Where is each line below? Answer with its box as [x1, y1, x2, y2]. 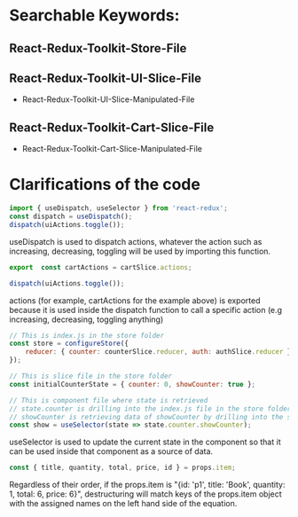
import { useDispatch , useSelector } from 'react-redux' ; [9, 204, 228, 213]
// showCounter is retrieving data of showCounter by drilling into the [9, 412, 284, 421]
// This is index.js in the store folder [9, 331, 165, 340]
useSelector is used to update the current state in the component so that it [9, 436, 281, 448]
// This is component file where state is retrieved [9, 396, 208, 404]
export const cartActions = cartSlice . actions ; [9, 262, 192, 271]
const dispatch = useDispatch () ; [9, 212, 133, 222]
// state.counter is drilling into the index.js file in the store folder [9, 404, 292, 413]
